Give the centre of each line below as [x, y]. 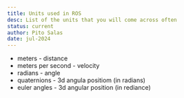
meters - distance [42, 58]
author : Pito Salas [35, 33]
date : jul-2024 [29, 39]
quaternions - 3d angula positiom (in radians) [81, 80]
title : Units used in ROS [44, 13]
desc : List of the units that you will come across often [92, 20]
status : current [30, 26]
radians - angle [39, 73]
